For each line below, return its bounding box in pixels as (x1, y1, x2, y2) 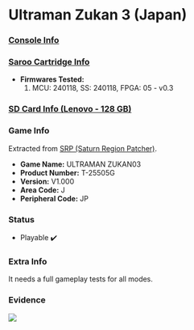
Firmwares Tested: (19, 74, 85, 84)
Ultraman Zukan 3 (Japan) (8, 6, 188, 24)
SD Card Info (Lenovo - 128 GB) (8, 104, 132, 115)
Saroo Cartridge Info (8, 57, 90, 68)
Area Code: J (19, 184, 66, 195)
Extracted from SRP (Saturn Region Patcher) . (8, 143, 158, 153)
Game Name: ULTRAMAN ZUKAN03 (19, 159, 142, 169)
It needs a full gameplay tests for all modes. (8, 274, 153, 284)
